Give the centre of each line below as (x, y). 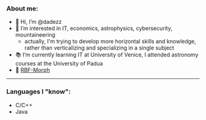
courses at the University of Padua (59, 64)
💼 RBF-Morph (32, 70)
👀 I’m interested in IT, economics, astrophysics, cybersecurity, (94, 28)
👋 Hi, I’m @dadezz (38, 22)
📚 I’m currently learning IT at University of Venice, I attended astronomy (107, 55)
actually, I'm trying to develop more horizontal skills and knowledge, (110, 42)
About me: (22, 9)
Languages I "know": (39, 92)
